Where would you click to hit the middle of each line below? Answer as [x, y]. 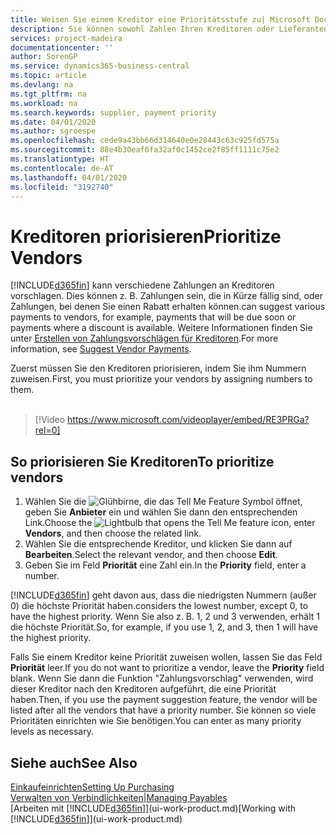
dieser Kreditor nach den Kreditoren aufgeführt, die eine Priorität [143, 689]
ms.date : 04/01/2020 [53, 122]
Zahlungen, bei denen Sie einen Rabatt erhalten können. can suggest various [168, 307]
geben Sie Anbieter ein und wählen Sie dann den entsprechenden [161, 512]
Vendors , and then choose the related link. [113, 533]
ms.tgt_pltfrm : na [48, 94]
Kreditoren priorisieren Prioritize [146, 236]
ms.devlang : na [42, 85]
